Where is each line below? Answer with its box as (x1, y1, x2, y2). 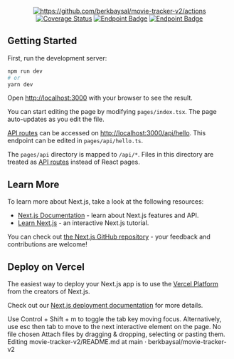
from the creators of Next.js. (7, 287, 90, 296)
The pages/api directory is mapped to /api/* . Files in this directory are (7, 150, 214, 159)
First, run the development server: (7, 53, 107, 62)
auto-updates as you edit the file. (7, 115, 105, 124)
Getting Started (7, 35, 78, 47)
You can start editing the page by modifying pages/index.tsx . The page (7, 108, 217, 116)
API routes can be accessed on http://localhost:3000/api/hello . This (7, 129, 206, 137)
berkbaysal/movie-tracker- (148, 338, 227, 346)
